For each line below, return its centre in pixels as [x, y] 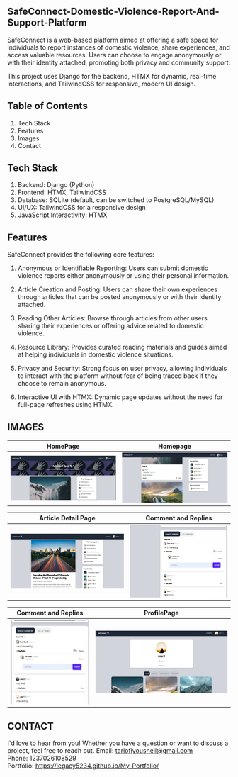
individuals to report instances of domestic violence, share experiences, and [119, 47]
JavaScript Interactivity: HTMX [62, 215]
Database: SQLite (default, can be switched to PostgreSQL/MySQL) [116, 200]
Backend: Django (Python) [56, 185]
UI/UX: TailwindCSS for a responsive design [82, 208]
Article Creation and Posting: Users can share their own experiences [118, 289]
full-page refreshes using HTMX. [66, 405]
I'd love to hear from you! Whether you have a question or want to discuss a [118, 743]
